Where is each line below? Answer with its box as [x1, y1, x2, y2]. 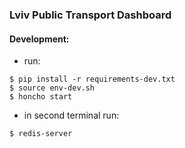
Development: [9, 33, 70, 45]
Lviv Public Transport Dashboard [9, 8, 172, 22]
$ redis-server [9, 129, 73, 139]
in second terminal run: [23, 109, 120, 122]
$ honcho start [9, 92, 73, 102]
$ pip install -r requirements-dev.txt [9, 74, 176, 85]
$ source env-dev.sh [9, 83, 96, 93]
